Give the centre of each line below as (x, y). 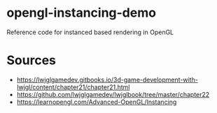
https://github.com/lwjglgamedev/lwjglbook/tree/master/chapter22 (113, 94)
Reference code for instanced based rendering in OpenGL (90, 32)
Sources (31, 60)
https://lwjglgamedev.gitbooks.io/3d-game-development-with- (107, 80)
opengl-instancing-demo (82, 13)
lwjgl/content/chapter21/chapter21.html (73, 87)
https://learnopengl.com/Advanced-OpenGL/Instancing (97, 102)
